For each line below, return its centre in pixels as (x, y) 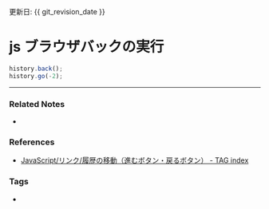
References (32, 142)
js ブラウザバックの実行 (87, 47)
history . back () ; (36, 69)
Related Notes (37, 104)
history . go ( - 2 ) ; (36, 76)
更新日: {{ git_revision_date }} (57, 12)
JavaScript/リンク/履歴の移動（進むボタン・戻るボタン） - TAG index (134, 160)
